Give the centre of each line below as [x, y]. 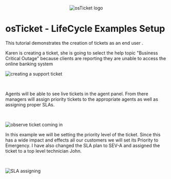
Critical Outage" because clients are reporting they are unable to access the [86, 58]
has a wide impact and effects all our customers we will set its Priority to [82, 140]
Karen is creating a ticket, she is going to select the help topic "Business [82, 53]
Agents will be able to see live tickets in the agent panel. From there [77, 94]
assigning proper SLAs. [30, 104]
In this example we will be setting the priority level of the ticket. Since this [83, 134]
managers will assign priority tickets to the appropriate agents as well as [82, 99]
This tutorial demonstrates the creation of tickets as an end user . [74, 43]
